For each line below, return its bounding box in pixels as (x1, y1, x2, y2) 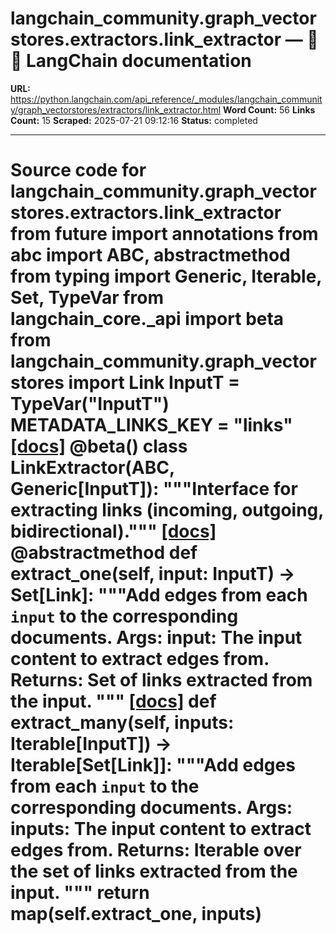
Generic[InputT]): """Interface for (10, 478, 298, 501)
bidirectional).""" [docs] (10, 520, 217, 543)
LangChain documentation (26, 50, 252, 72)
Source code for (10, 159, 147, 182)
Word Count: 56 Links (223, 103, 316, 116)
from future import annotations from (10, 223, 319, 246)
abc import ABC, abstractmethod (10, 244, 291, 267)
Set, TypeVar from (10, 287, 164, 309)
